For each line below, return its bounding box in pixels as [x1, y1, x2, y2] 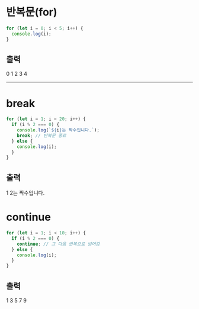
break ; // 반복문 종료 [17, 133, 67, 139]
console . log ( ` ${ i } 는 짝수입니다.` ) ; [17, 127, 99, 133]
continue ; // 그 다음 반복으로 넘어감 [17, 241, 100, 247]
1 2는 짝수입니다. [6, 189, 45, 197]
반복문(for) [6, 5, 57, 19]
